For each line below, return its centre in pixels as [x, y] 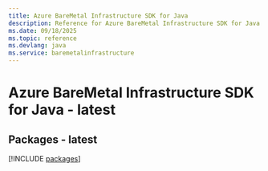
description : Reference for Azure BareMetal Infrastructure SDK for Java [134, 23]
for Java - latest [62, 110]
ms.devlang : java [37, 46]
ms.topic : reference [43, 38]
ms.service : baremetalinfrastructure [71, 53]
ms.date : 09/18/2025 [43, 31]
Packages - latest [53, 139]
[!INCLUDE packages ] [45, 159]
